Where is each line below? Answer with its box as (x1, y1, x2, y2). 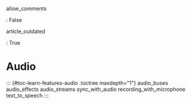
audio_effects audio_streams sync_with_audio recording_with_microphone (6, 86, 186, 93)
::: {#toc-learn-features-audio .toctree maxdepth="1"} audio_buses (6, 79, 169, 86)
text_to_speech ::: (6, 91, 49, 99)
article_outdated (6, 28, 45, 35)
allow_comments (6, 5, 47, 12)
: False (6, 17, 22, 23)
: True (6, 40, 21, 46)
